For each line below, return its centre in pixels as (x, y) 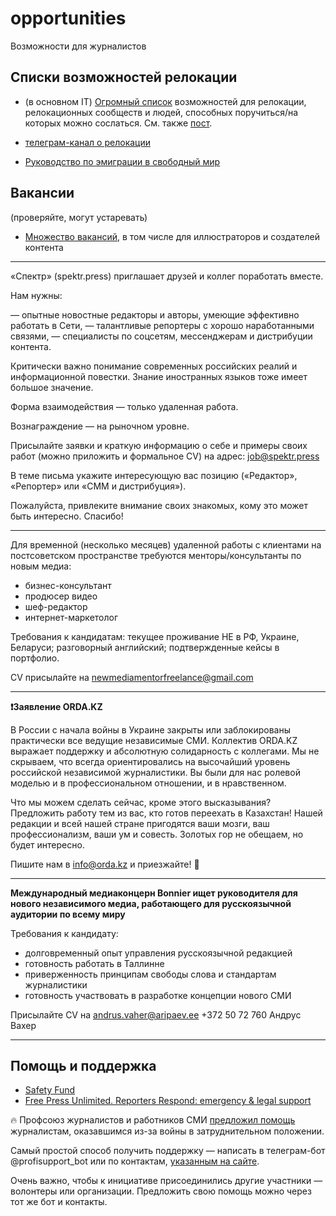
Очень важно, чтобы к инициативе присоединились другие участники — (166, 1181)
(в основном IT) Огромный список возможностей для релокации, (165, 101)
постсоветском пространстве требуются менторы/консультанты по (156, 555)
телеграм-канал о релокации (87, 142)
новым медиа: (41, 566)
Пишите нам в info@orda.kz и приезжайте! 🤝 (105, 864)
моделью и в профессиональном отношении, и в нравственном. (148, 783)
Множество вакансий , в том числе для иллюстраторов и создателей (172, 236)
